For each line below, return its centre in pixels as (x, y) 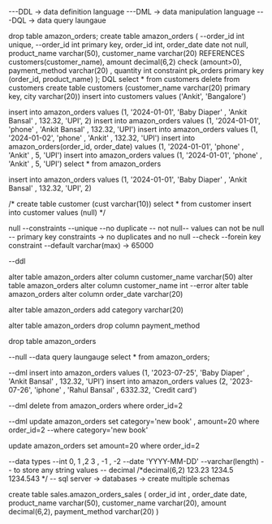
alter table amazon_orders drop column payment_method (104, 325)
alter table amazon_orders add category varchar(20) (96, 310)
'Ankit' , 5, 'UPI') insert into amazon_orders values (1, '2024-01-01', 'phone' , (135, 155)
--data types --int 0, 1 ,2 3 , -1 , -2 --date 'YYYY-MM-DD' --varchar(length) (134, 461)
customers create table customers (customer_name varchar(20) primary (130, 88)
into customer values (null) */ (57, 213)
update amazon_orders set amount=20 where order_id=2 (104, 446)
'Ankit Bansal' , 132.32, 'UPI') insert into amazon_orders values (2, (119, 381)
